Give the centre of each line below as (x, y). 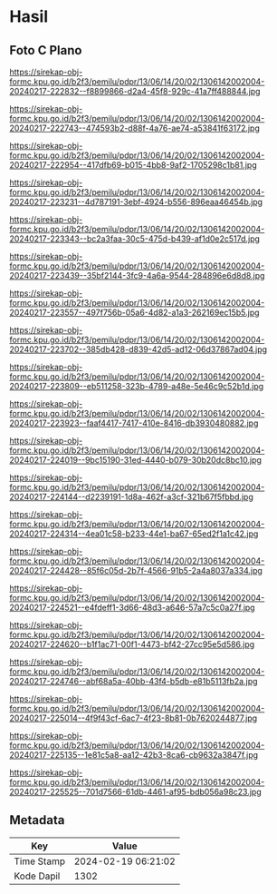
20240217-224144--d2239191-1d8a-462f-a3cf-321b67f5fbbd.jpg (131, 497)
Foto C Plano (46, 50)
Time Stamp (40, 861)
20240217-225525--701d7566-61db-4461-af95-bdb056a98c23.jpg (136, 792)
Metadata (37, 820)
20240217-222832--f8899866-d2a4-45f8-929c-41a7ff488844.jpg (135, 91)
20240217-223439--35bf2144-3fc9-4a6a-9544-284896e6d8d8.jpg (137, 275)
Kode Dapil (37, 876)
